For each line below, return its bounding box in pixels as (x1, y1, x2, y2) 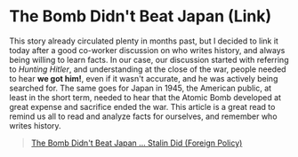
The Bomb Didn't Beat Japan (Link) (9, 6, 272, 27)
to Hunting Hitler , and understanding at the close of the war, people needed (9, 64, 286, 75)
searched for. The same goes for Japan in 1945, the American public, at (9, 82, 272, 93)
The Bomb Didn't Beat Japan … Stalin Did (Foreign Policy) (30, 137, 243, 148)
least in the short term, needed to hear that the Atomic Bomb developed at (9, 91, 282, 103)
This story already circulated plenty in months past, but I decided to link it (9, 35, 278, 46)
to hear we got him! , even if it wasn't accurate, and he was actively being (9, 73, 278, 83)
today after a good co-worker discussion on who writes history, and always (9, 44, 286, 55)
